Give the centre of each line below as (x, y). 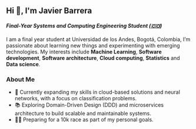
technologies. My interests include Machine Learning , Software (84, 52)
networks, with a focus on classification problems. (76, 98)
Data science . (23, 64)
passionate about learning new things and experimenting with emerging (93, 45)
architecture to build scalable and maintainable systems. (83, 113)
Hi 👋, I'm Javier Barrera (49, 11)
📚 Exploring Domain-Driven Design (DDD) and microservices (89, 105)
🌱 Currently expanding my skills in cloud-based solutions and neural (97, 92)
